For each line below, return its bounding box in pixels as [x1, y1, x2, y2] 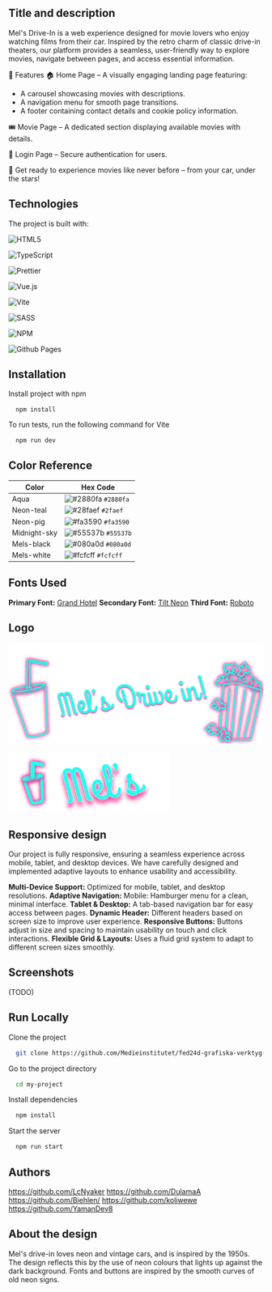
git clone [15, 1048, 49, 1057]
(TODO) [8, 987, 35, 997]
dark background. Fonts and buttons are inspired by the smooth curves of [8, 1266, 255, 1276]
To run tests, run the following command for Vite [8, 420, 170, 430]
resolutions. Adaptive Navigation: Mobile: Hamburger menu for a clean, [8, 890, 249, 901]
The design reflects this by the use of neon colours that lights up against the [8, 1257, 263, 1267]
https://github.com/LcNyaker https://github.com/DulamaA [8, 1186, 202, 1196]
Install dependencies [8, 1094, 79, 1104]
